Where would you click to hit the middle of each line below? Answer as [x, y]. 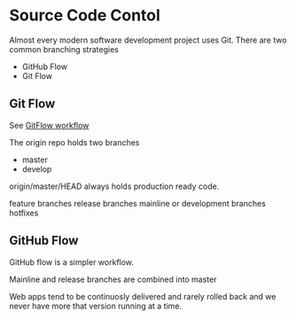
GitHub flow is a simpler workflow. [72, 261]
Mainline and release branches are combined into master [113, 279]
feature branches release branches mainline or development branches [137, 203]
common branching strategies [64, 49]
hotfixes [24, 213]
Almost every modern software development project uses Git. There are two [148, 40]
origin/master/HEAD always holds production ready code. [114, 186]
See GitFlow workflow [49, 125]
